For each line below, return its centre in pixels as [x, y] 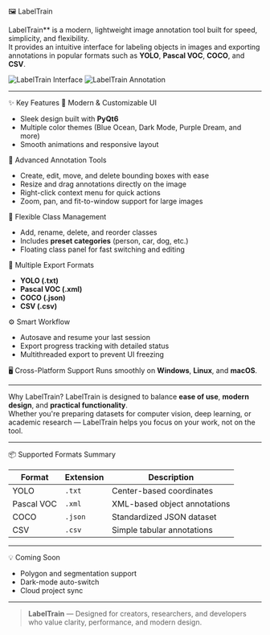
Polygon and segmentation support [78, 574]
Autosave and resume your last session [85, 337]
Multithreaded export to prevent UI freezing [92, 354]
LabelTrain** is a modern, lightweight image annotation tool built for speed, [133, 30]
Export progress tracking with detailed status [94, 346]
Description [171, 477]
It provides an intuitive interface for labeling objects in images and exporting [134, 47]
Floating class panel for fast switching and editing [102, 249]
